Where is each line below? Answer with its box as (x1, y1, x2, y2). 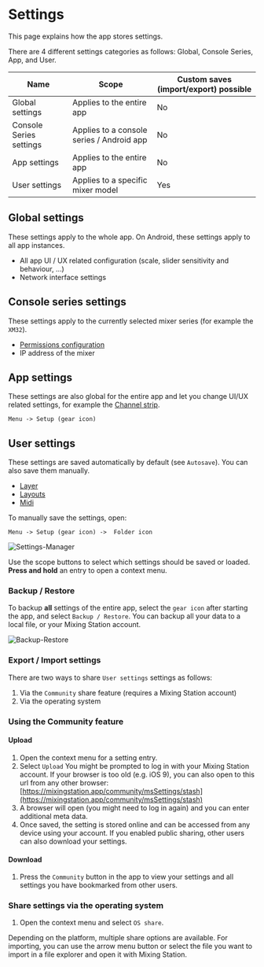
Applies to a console (71, 124, 148, 135)
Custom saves (176, 73, 232, 84)
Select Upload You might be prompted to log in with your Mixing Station (19, 761, 250, 770)
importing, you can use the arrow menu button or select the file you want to (8, 942, 253, 951)
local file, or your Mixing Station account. (8, 620, 141, 629)
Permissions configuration (19, 340, 105, 349)
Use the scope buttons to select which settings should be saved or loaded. (8, 557, 251, 567)
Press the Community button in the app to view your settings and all (19, 872, 234, 882)
